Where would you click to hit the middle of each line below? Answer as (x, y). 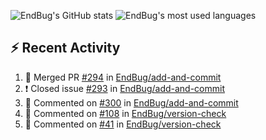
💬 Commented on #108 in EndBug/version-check (125, 113)
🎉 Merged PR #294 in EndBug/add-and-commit (123, 77)
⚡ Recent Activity (65, 48)
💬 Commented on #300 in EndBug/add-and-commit (131, 102)
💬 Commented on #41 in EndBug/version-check (123, 124)
